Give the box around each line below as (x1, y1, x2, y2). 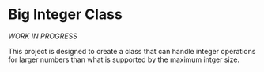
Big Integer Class (8, 5, 123, 23)
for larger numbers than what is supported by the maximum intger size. (8, 55, 239, 64)
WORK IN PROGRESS (8, 31, 77, 41)
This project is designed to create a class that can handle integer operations (8, 46, 256, 56)
